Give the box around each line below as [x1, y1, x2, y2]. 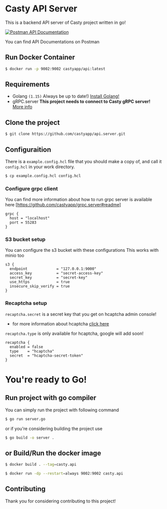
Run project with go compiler [5, 394, 96, 402]
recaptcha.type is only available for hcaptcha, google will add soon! [5, 330, 144, 336]
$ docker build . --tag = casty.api [5, 462, 77, 467]
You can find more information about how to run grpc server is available [5, 197, 153, 203]
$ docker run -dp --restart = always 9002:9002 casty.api [5, 471, 123, 476]
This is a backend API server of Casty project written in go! [5, 19, 126, 25]
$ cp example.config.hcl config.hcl [5, 173, 81, 178]
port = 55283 [9, 220, 37, 225]
